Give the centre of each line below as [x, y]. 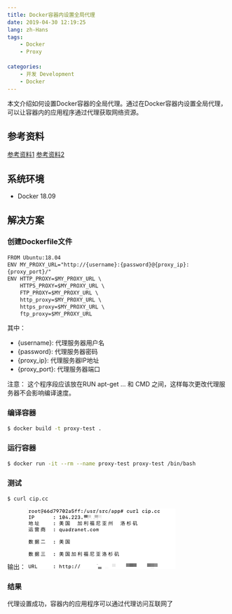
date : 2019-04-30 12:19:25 [47, 22]
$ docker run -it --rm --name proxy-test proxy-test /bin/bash [102, 464]
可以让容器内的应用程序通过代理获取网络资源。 [75, 112]
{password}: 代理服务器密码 [57, 351]
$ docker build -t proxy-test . [54, 429]
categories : [25, 67]
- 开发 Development [47, 74]
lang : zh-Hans [28, 30]
